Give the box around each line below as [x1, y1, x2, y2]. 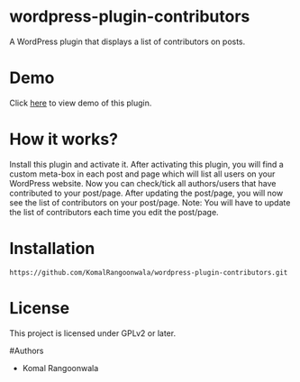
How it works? [9, 129, 119, 150]
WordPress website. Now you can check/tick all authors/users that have [9, 177, 277, 188]
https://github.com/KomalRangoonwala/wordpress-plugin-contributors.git [9, 268, 288, 277]
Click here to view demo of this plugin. [9, 97, 152, 108]
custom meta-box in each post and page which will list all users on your [9, 168, 276, 179]
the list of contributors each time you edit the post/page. [9, 206, 219, 217]
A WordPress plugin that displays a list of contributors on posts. [9, 36, 246, 47]
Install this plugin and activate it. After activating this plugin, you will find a [9, 159, 284, 169]
